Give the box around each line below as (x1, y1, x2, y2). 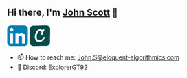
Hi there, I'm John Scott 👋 (7, 7, 118, 18)
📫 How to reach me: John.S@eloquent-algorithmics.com (16, 53, 180, 62)
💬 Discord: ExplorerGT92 (16, 63, 88, 71)
